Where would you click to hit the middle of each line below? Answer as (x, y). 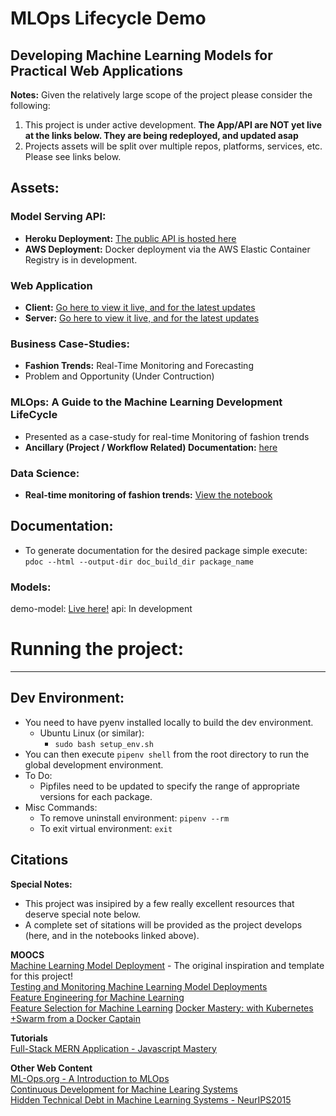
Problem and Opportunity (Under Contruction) (119, 376)
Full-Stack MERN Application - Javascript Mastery (113, 1048)
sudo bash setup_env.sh (104, 744)
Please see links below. (73, 156)
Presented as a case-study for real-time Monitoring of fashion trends (167, 436)
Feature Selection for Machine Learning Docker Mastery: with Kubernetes (162, 1008)
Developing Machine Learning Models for (141, 55)
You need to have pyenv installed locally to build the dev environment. (169, 722)
